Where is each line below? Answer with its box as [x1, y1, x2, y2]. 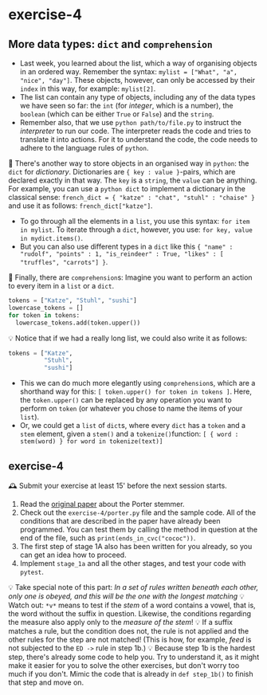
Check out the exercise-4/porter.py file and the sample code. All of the [19, 508, 257, 517]
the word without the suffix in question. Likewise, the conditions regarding [8, 608, 252, 618]
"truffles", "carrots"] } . [19, 257, 108, 266]
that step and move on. [8, 677, 84, 687]
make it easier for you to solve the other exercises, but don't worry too [8, 660, 240, 670]
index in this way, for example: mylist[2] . [19, 84, 156, 93]
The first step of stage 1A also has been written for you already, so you [19, 541, 253, 551]
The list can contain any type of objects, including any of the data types [19, 92, 256, 101]
